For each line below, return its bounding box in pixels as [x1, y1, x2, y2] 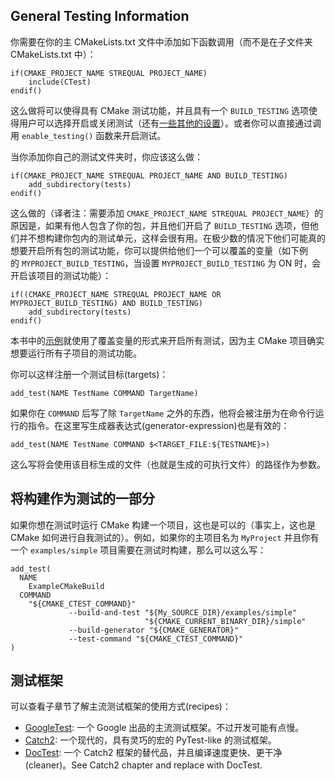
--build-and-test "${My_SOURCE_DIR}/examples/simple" [68, 607, 298, 618]
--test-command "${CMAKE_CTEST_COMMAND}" [68, 634, 244, 644]
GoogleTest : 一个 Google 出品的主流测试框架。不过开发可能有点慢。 [24, 722, 305, 734]
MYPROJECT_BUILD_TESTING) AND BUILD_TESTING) [10, 298, 203, 308]
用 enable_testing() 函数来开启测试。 [10, 129, 167, 141]
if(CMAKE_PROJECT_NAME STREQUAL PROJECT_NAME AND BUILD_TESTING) [10, 170, 288, 181]
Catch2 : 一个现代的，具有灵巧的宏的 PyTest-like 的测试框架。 [24, 734, 277, 746]
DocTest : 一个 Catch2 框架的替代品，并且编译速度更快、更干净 [24, 747, 283, 759]
